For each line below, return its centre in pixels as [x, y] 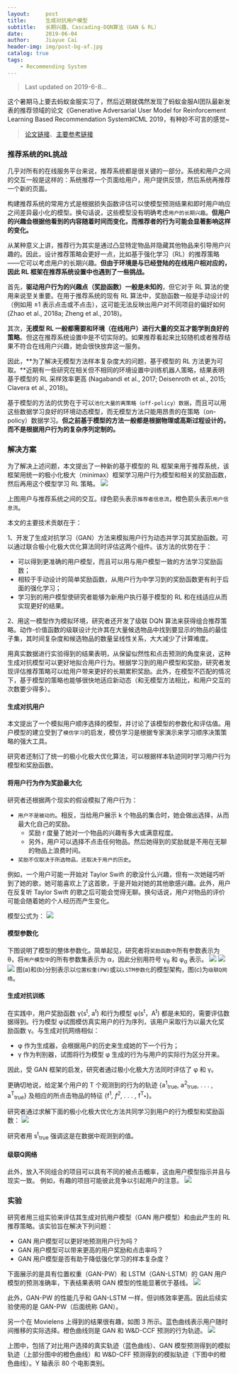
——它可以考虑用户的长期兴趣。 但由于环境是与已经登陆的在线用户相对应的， [119, 263]
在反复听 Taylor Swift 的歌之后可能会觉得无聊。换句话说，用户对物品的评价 [116, 892]
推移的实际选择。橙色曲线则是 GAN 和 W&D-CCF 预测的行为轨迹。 [110, 1331]
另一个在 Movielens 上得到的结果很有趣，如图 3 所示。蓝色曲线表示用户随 [114, 1322]
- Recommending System [53, 67]
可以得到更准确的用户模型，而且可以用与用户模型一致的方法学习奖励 [117, 562]
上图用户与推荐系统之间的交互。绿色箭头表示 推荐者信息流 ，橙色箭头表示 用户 [115, 499]
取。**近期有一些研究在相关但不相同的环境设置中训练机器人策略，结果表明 [116, 370]
